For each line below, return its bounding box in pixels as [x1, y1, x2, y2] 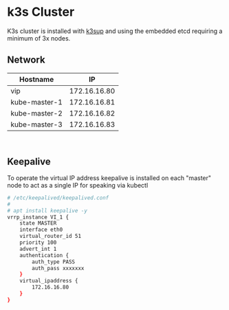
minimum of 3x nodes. [7, 34, 71, 42]
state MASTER [19, 220, 57, 227]
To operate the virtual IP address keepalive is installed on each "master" [7, 173, 212, 182]
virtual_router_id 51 [19, 233, 81, 240]
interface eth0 [19, 226, 63, 234]
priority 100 [19, 239, 57, 246]
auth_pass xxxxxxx [32, 265, 85, 272]
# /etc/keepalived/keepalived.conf [7, 194, 109, 201]
